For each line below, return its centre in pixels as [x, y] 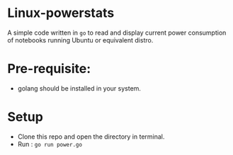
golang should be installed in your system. [79, 88]
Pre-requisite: [49, 69]
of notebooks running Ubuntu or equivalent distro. [80, 40]
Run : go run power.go [50, 144]
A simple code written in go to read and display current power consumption [117, 33]
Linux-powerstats [61, 13]
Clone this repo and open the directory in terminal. [91, 137]
